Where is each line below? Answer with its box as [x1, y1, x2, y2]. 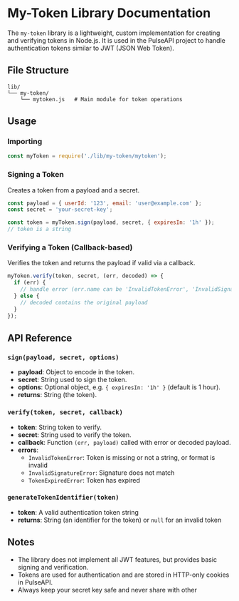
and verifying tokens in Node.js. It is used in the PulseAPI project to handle [7, 36, 225, 44]
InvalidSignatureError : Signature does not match [28, 468, 175, 477]
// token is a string [7, 226, 72, 233]
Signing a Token [7, 170, 64, 180]
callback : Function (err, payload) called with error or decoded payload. [17, 438, 231, 446]
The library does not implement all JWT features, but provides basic [17, 555, 218, 564]
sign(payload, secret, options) [7, 353, 119, 361]
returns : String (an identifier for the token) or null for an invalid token [17, 515, 222, 524]
